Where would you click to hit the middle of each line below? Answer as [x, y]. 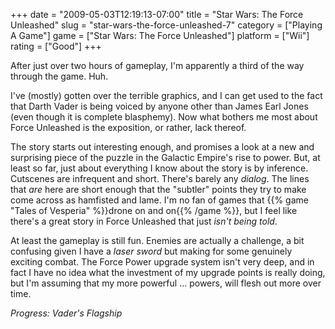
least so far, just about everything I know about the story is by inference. [159, 168]
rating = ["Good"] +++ [56, 46]
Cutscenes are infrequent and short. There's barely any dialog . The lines [160, 178]
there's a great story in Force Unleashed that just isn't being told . [144, 221]
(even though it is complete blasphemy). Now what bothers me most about [164, 117]
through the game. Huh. [59, 76]
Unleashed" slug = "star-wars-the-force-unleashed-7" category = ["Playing [166, 25]
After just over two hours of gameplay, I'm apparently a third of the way [157, 65]
